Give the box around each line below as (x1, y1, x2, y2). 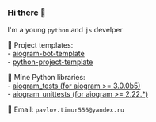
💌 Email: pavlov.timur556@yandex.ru (7, 105, 124, 114)
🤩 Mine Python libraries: (7, 73, 86, 82)
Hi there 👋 (7, 7, 47, 18)
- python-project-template (7, 57, 93, 67)
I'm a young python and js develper (7, 25, 124, 35)
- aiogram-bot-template (7, 49, 85, 59)
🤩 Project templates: (7, 40, 74, 50)
